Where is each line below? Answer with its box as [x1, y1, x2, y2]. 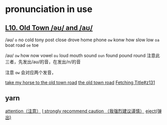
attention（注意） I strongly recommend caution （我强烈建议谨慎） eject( [5, 108, 157, 114]
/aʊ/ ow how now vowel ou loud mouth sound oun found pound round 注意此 [5, 53, 160, 58]
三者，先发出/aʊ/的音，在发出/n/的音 [5, 59, 81, 65]
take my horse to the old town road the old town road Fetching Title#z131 [5, 79, 155, 85]
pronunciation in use [5, 4, 92, 15]
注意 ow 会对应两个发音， [5, 69, 56, 75]
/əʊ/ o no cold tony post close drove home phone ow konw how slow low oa [5, 37, 160, 43]
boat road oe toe [5, 42, 39, 48]
